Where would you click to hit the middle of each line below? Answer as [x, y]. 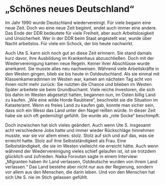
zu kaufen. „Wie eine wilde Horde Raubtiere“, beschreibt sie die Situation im [82, 100]
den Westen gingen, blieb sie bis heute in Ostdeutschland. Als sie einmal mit [82, 74]
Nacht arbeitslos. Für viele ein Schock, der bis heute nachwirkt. [69, 43]
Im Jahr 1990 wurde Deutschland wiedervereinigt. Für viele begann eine [78, 23]
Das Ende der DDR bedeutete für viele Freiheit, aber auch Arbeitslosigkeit [80, 33]
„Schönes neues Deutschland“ [70, 9]
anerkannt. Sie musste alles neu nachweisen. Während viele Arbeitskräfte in [82, 68]
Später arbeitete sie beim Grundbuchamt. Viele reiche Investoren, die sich [80, 89]
